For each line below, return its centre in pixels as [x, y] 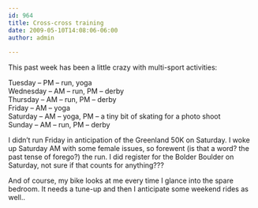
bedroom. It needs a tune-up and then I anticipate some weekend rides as [128, 189]
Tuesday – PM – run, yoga [50, 83]
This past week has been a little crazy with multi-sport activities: [113, 67]
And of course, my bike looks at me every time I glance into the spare [121, 181]
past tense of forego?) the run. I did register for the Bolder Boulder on [121, 157]
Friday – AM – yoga [39, 108]
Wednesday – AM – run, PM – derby [66, 91]
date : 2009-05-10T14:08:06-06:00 [63, 30]
